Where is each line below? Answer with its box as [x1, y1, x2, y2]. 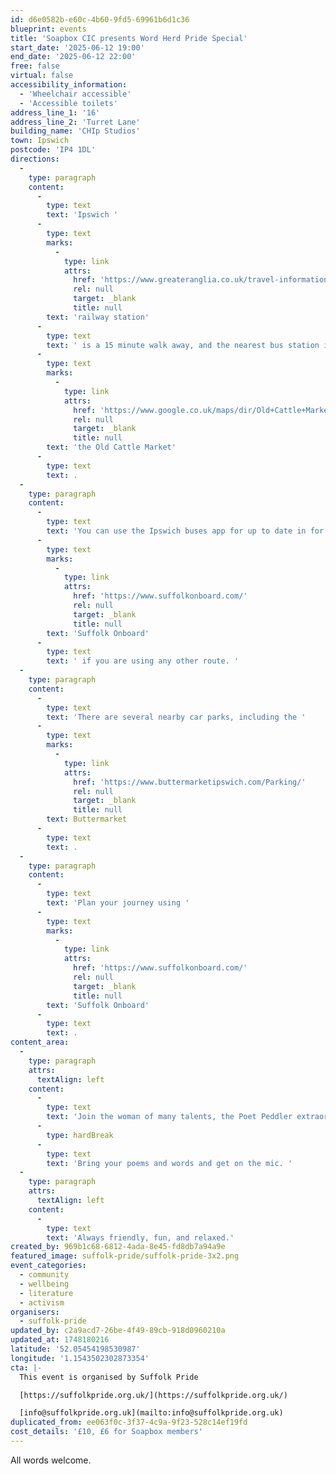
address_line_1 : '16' [10, 107, 101, 118]
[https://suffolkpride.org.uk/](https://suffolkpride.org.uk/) [19, 1390, 288, 1400]
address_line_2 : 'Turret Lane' [10, 117, 141, 127]
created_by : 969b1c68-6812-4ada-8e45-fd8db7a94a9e [10, 1242, 226, 1252]
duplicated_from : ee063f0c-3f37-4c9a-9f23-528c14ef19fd [10, 1417, 248, 1428]
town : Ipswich [10, 136, 70, 146]
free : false [10, 61, 60, 71]
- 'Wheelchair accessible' [19, 89, 132, 99]
